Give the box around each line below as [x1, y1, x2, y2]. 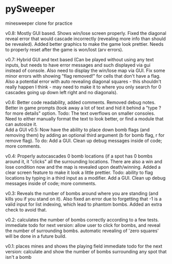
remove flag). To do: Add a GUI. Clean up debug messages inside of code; [5, 137, 162, 144]
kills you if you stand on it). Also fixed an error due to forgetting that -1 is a [5, 196, 162, 202]
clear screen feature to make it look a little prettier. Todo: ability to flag [5, 169, 154, 175]
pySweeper [5, 3, 55, 15]
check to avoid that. [5, 206, 47, 213]
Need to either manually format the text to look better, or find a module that [5, 115, 164, 121]
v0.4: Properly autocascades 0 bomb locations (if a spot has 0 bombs [5, 153, 153, 159]
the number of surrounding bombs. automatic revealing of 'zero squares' [5, 227, 159, 234]
